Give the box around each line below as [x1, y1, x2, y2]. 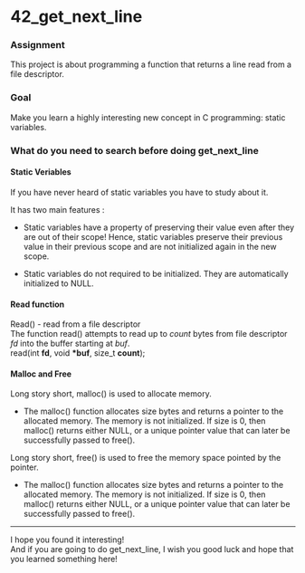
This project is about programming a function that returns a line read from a [10, 59, 292, 70]
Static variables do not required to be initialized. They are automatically [23, 268, 289, 279]
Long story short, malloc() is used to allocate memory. [10, 388, 212, 399]
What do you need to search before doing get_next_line [10, 144, 259, 157]
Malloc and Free [10, 368, 71, 379]
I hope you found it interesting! [10, 534, 125, 545]
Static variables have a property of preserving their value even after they [23, 222, 295, 233]
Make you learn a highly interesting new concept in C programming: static [10, 111, 286, 123]
